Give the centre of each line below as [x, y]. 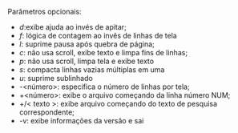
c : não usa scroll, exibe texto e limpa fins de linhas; [103, 52]
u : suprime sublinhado [56, 78]
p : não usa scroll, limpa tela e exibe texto [86, 61]
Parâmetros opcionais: [44, 12]
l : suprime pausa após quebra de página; [87, 44]
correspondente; [47, 112]
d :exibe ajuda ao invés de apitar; [73, 27]
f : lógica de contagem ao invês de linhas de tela [98, 36]
